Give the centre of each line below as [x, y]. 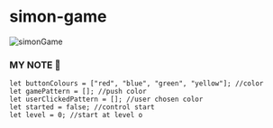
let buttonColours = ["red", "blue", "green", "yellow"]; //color [136, 84]
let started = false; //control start [82, 107]
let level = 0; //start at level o [76, 115]
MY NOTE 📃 [35, 65]
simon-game [58, 17]
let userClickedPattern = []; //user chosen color [106, 100]
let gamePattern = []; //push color [78, 92]
